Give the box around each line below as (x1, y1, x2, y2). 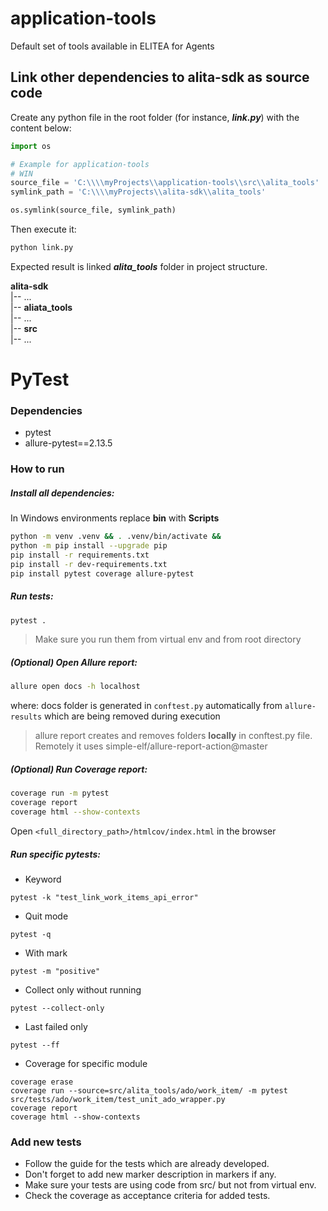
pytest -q (10, 929, 52, 939)
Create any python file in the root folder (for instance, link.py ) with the (10, 111, 300, 123)
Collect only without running (24, 983, 142, 996)
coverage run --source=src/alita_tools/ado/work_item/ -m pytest (10, 1085, 288, 1096)
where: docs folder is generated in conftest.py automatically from (10, 700, 283, 712)
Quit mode (24, 910, 69, 922)
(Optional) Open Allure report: (10, 657, 138, 669)
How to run (10, 462, 65, 476)
